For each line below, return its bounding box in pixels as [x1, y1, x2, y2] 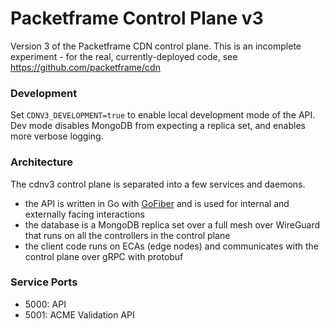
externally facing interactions [24, 208, 145, 220]
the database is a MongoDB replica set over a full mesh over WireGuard [24, 218, 321, 231]
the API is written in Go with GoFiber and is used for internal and [24, 197, 290, 209]
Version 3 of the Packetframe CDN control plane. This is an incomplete [10, 40, 302, 52]
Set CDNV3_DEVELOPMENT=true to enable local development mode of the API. [10, 109, 316, 121]
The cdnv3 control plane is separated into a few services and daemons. [10, 178, 306, 190]
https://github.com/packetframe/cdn [10, 61, 161, 73]
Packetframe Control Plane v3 [10, 7, 264, 30]
